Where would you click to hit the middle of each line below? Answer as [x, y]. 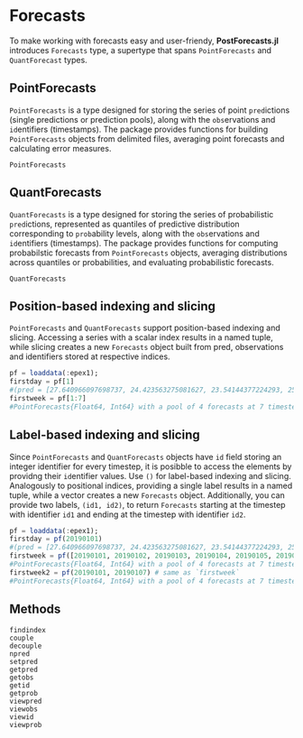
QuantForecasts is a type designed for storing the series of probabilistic [142, 214]
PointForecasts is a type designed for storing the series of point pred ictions [150, 110]
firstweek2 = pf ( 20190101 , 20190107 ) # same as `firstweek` [125, 572]
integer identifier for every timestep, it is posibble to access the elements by [151, 466]
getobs [22, 678]
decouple [26, 646]
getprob [24, 693]
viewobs [24, 709]
